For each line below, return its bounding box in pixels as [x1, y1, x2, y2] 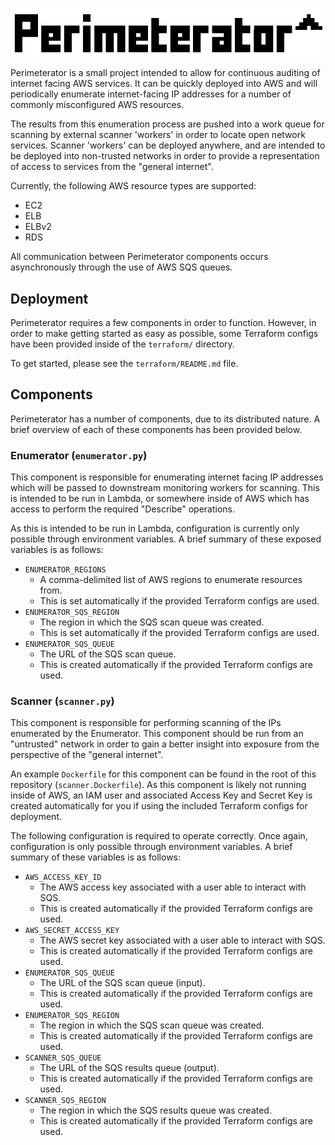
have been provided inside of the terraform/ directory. [10, 338, 235, 350]
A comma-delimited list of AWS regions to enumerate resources [39, 574, 303, 586]
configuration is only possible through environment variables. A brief [10, 841, 293, 853]
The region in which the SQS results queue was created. [39, 1104, 272, 1117]
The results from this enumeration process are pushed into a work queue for [10, 118, 325, 130]
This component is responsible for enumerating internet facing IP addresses [10, 471, 324, 483]
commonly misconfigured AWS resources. [10, 99, 185, 111]
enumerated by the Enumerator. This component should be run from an [10, 728, 304, 740]
